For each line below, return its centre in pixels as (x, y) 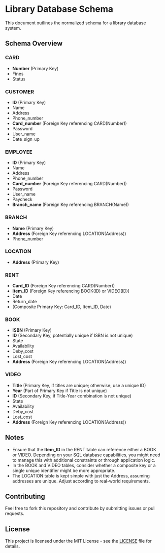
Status (19, 79)
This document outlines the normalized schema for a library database (76, 23)
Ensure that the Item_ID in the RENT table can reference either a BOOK (84, 449)
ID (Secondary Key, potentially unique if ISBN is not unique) (72, 336)
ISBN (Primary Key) (32, 330)
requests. (15, 513)
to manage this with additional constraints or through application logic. (84, 460)
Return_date (24, 302)
